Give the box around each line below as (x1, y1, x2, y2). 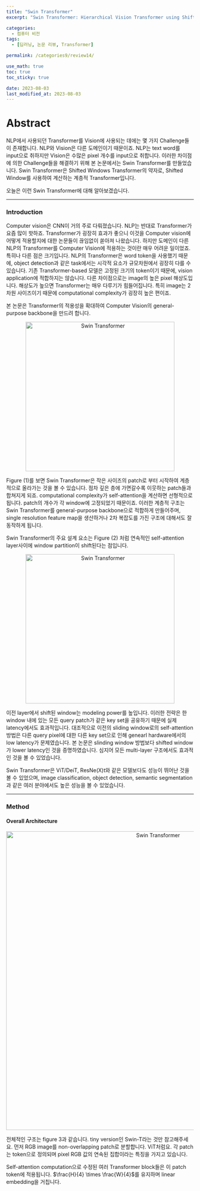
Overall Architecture (6, 818, 58, 825)
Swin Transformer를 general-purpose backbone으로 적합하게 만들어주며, (6, 507, 181, 514)
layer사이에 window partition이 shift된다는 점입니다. (6, 542, 129, 549)
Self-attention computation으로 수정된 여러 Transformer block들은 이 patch (6, 1163, 186, 1170)
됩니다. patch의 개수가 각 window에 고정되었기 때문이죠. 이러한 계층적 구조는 (6, 500, 185, 507)
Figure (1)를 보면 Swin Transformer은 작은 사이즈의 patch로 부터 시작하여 (6, 477, 179, 484)
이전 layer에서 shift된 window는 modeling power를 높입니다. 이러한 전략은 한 (6, 709, 187, 717)
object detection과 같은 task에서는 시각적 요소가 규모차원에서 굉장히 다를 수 (14, 259, 192, 267)
